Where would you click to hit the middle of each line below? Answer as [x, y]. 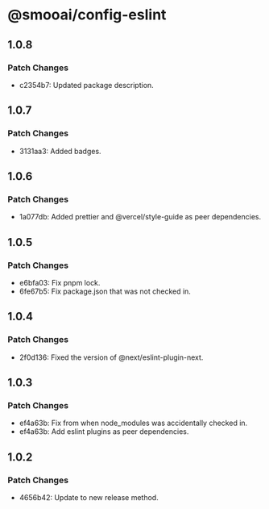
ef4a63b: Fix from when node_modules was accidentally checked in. [133, 423]
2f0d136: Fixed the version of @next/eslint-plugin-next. [111, 357]
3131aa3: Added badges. [60, 151]
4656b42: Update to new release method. [89, 497]
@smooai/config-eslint [87, 15]
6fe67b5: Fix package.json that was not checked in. [105, 291]
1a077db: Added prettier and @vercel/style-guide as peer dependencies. [140, 217]
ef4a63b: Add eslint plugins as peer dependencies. [104, 432]
